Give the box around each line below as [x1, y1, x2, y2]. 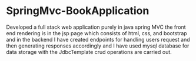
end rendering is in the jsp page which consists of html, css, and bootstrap [6, 29, 187, 36]
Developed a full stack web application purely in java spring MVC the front [6, 23, 187, 30]
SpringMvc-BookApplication [6, 4, 150, 18]
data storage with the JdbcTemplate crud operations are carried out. [6, 48, 172, 55]
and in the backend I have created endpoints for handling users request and [6, 36, 190, 43]
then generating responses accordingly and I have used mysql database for [6, 42, 190, 49]
